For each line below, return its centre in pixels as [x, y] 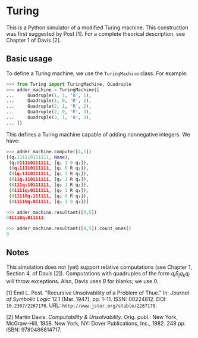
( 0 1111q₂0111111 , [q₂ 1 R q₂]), [49, 190]
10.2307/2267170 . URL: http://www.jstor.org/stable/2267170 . [82, 305]
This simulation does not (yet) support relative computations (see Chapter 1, [99, 267]
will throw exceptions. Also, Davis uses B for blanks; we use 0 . [82, 281]
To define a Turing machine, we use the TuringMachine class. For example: [97, 73]
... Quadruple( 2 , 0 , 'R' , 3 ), [49, 112]
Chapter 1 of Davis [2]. [34, 40]
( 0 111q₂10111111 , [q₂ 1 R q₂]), [49, 185]
